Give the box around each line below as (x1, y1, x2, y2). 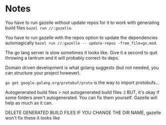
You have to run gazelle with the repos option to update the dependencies (5, 34, 158, 40)
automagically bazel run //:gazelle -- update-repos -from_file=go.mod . (5, 39, 157, 45)
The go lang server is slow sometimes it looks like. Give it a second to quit (5, 49, 157, 55)
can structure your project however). (5, 69, 81, 75)
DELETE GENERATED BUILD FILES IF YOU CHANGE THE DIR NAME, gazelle (5, 109, 161, 115)
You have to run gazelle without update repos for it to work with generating (5, 19, 159, 25)
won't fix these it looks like (5, 114, 60, 120)
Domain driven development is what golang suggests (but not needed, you (5, 64, 159, 70)
